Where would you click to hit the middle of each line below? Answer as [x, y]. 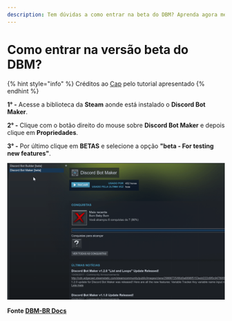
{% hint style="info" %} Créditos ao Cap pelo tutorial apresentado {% [106, 84]
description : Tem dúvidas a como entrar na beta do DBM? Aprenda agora [112, 15]
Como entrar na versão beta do [98, 49]
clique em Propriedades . [42, 132]
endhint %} [23, 91]
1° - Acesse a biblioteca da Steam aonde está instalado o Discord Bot [106, 104]
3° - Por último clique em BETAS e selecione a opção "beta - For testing [110, 146]
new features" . [29, 153]
